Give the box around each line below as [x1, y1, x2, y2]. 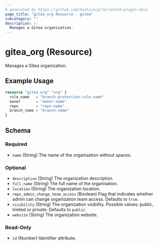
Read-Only [5, 224, 32, 231]
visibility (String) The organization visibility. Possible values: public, [12, 201, 154, 207]
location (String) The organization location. [12, 186, 101, 192]
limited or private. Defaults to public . [12, 207, 87, 213]
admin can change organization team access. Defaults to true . [12, 196, 139, 202]
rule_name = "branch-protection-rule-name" [9, 94, 105, 99]
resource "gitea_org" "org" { [5, 90, 67, 95]
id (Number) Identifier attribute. [12, 235, 77, 241]
